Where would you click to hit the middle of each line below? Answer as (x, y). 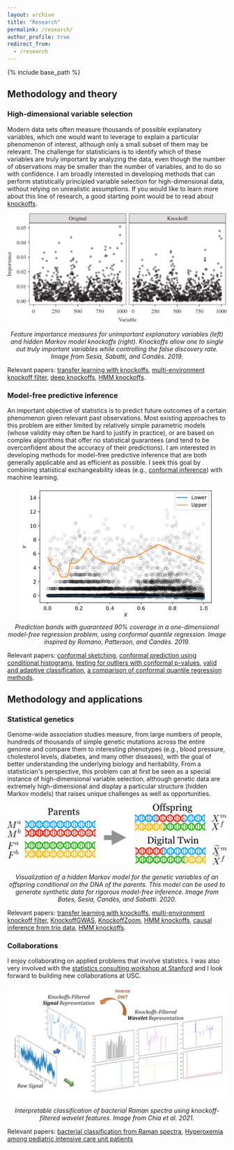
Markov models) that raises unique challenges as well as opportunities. (109, 794)
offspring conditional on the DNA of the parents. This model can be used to (117, 884)
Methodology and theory (62, 94)
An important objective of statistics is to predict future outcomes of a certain (117, 411)
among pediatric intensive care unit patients (70, 1139)
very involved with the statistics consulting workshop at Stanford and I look (115, 968)
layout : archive (31, 15)
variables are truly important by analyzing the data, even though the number (116, 159)
